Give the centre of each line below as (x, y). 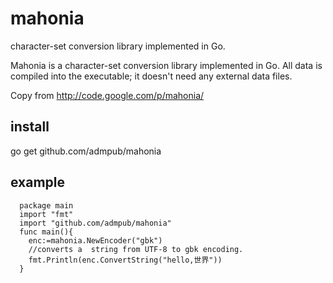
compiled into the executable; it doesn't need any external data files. (151, 76)
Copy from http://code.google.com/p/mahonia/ (107, 95)
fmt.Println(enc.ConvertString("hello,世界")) (125, 260)
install (30, 127)
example (38, 182)
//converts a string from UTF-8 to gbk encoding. (136, 249)
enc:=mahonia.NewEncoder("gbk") (95, 240)
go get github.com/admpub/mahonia (86, 151)
